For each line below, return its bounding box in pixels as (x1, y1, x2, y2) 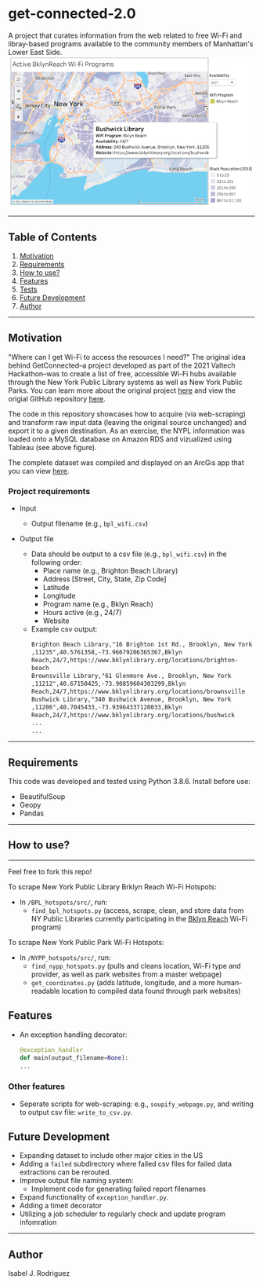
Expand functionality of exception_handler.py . (19, 1193, 169, 1202)
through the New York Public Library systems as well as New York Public (8, 377, 243, 387)
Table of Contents (8, 230, 98, 244)
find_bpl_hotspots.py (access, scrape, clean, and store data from (31, 905, 244, 915)
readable (31, 986, 60, 995)
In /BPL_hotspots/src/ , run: (19, 897, 108, 907)
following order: (31, 558, 82, 567)
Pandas (19, 808, 45, 818)
